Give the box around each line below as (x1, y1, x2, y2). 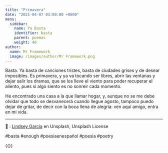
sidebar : (9, 21, 28, 26)
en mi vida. (5, 109, 28, 115)
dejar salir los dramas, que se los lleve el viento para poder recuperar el (5, 78, 153, 84)
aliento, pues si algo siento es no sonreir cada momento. (5, 83, 121, 89)
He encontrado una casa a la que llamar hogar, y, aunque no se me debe (5, 93, 155, 99)
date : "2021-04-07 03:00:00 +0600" (5, 12, 79, 17)
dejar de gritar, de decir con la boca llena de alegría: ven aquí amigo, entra (5, 103, 158, 110)
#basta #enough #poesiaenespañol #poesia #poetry (5, 133, 113, 139)
